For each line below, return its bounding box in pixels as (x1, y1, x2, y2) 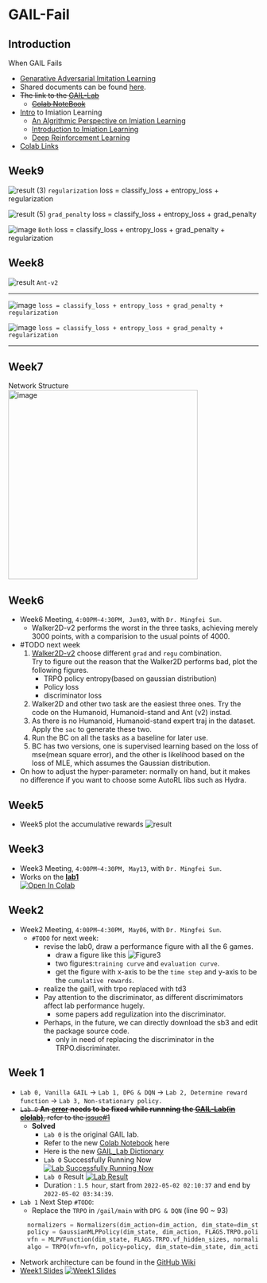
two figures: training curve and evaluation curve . (55, 958, 220, 968)
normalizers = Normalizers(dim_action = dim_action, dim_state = (27, 1221, 238, 1229)
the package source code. (43, 1026, 130, 1036)
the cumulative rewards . (55, 975, 135, 985)
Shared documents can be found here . (19, 82, 147, 91)
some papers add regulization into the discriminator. (55, 1009, 226, 1019)
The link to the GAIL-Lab (19, 91, 99, 100)
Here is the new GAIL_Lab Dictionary (43, 1146, 164, 1156)
